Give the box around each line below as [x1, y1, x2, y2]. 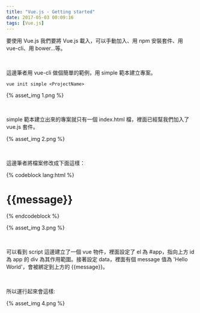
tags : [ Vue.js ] [6, 20, 44, 26]
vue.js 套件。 [6, 123, 39, 131]
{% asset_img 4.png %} [6, 300, 65, 307]
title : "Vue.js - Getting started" [6, 8, 95, 15]
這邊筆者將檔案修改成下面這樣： [6, 160, 85, 167]
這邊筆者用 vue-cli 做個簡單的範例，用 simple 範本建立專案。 [6, 69, 156, 76]
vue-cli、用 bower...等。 [6, 45, 66, 52]
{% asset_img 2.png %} [6, 135, 65, 143]
